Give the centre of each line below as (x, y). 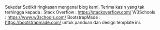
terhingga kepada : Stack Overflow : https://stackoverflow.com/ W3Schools (80, 12)
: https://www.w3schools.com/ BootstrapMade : (53, 17)
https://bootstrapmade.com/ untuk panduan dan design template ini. (73, 22)
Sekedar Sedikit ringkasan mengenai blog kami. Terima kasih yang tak (75, 7)
